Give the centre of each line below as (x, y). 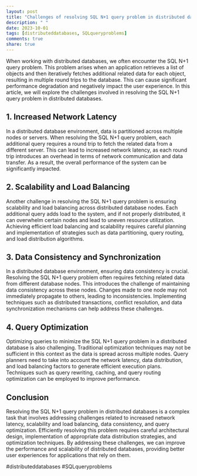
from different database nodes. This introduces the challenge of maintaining (98, 284)
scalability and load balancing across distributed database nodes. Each (92, 207)
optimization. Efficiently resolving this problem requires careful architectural (98, 430)
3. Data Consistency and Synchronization (84, 257)
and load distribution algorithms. (45, 239)
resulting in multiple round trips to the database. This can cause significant (96, 79)
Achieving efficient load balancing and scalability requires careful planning (96, 226)
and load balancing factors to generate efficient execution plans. (84, 366)
